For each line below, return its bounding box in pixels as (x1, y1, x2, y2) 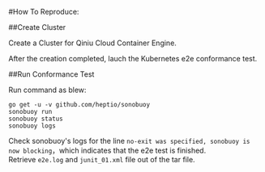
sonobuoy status (8, 115, 63, 123)
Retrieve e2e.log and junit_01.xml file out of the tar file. (8, 155, 196, 164)
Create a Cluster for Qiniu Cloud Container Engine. (8, 38, 177, 48)
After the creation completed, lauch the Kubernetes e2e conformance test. (8, 54, 258, 63)
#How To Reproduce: (8, 7, 79, 16)
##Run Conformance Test (8, 69, 95, 79)
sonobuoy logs (8, 122, 57, 130)
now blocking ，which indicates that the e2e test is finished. (8, 145, 207, 155)
